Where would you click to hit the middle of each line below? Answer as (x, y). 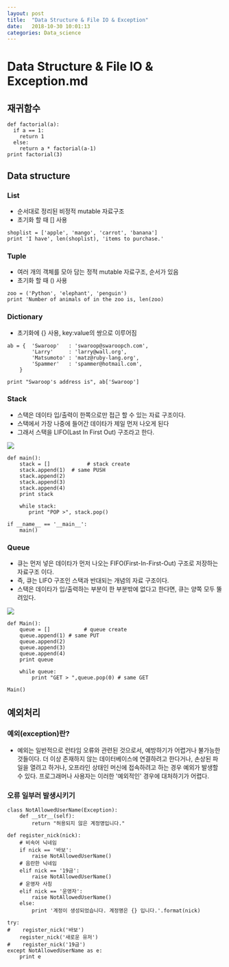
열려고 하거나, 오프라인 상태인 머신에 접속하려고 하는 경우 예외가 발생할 (124, 767)
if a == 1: (29, 131)
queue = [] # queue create (73, 630)
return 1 (32, 137)
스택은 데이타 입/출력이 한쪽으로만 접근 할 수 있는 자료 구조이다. (101, 415)
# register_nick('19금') (46, 945)
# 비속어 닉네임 (38, 843)
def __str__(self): (47, 816)
